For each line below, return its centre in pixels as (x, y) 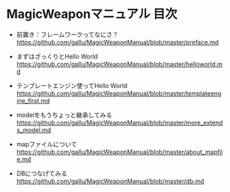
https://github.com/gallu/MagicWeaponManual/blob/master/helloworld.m (119, 64)
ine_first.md (33, 100)
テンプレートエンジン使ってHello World (72, 85)
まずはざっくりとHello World (57, 56)
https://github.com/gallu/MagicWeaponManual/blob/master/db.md (110, 181)
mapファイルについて (47, 144)
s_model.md (34, 130)
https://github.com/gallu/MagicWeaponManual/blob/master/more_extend (119, 122)
